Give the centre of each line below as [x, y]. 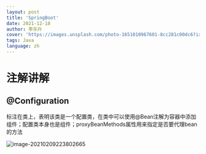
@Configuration [38, 101]
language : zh [23, 46]
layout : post [23, 12]
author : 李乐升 [24, 29]
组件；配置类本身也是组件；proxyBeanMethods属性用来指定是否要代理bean [102, 124]
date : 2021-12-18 [29, 23]
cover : [15, 35]
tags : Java [20, 40]
